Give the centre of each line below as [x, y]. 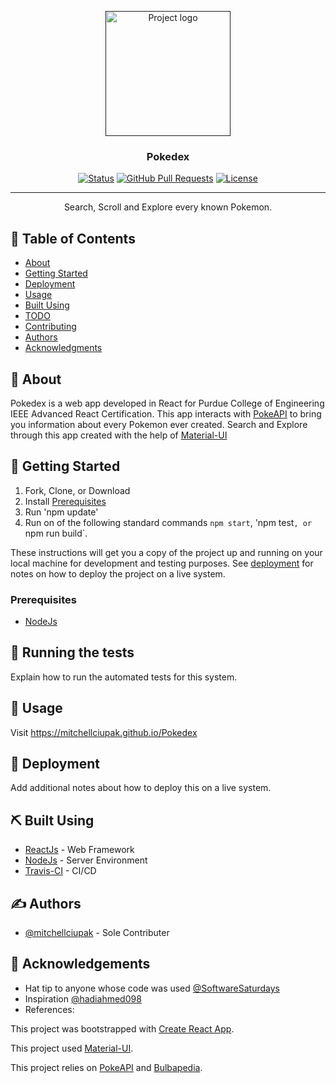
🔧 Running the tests [72, 652]
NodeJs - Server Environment [86, 860]
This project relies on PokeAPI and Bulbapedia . [106, 1067]
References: [49, 1009]
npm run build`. [56, 533]
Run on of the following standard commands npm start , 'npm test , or [168, 522]
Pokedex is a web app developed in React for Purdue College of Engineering [167, 403]
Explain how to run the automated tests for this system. [124, 677]
